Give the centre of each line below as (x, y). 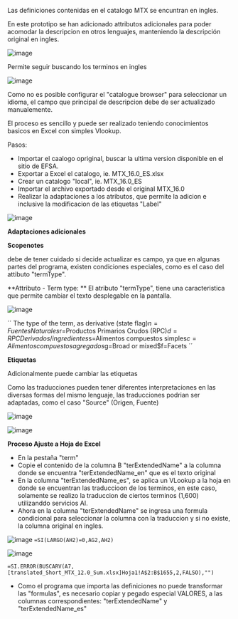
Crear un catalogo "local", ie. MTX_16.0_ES (80, 181)
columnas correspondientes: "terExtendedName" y (92, 601)
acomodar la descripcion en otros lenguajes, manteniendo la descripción (114, 32)
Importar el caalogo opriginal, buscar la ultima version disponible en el (120, 158)
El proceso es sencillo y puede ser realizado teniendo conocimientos (108, 123)
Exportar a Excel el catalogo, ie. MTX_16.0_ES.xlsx (91, 173)
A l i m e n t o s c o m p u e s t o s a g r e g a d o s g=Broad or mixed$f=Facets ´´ (100, 346)
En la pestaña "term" (48, 458)
